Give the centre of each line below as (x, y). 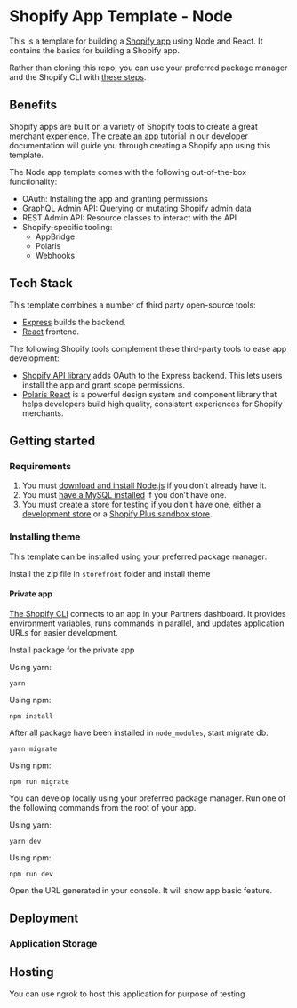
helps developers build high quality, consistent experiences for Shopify (152, 404)
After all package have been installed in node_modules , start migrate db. (139, 732)
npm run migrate (39, 781)
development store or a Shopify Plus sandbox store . (117, 514)
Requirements (40, 466)
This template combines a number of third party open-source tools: (132, 305)
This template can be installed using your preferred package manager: (138, 556)
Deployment (44, 919)
